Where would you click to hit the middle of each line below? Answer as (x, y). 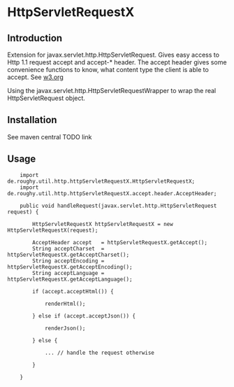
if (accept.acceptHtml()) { (73, 291)
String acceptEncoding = (68, 261)
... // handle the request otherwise (100, 353)
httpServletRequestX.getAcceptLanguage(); (70, 279)
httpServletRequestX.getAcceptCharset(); (68, 255)
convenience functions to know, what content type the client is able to (108, 70)
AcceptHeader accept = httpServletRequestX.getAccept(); (120, 242)
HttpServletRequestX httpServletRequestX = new (103, 224)
